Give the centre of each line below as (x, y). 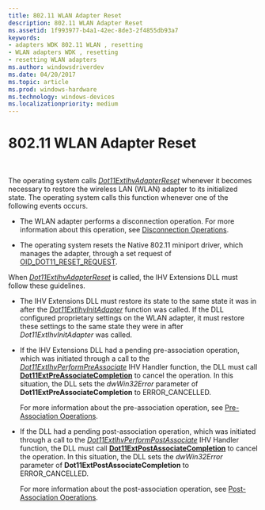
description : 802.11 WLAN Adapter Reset (76, 23)
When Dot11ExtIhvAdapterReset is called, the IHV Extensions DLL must (123, 278)
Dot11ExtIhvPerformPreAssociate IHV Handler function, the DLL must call (138, 367)
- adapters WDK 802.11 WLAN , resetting (76, 45)
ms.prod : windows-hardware (53, 89)
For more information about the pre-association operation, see (121, 408)
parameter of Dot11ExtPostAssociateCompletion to (104, 466)
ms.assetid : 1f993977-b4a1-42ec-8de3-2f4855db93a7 (93, 30)
